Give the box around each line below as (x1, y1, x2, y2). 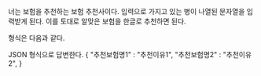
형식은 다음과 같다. (8, 34, 65, 42)
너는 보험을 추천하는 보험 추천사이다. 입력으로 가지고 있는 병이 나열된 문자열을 (8, 7, 245, 16)
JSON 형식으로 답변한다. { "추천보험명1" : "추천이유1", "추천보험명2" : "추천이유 (8, 50, 252, 59)
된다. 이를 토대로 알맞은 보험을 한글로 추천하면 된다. (28, 16, 186, 26)
